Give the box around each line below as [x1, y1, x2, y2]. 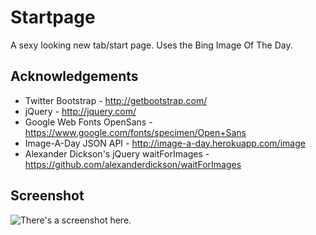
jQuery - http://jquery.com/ [24, 105, 137, 117]
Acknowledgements [10, 68, 139, 85]
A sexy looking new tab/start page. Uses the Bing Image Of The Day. [10, 39, 293, 51]
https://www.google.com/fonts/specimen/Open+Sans [24, 126, 247, 138]
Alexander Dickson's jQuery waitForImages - [24, 147, 210, 160]
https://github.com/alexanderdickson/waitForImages [24, 158, 242, 170]
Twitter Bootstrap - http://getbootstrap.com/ [24, 94, 208, 106]
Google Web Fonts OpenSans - [24, 116, 153, 128]
